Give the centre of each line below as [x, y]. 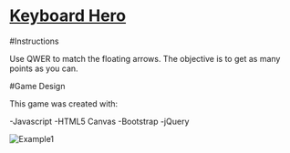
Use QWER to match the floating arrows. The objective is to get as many [145, 58]
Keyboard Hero [67, 16]
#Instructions [34, 41]
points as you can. [44, 68]
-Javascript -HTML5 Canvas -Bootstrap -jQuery [99, 121]
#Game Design [37, 86]
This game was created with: [64, 103]
